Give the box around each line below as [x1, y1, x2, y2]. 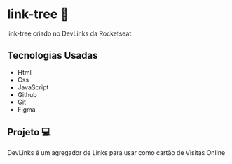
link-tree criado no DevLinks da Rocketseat [7, 29, 132, 38]
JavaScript [17, 83, 49, 91]
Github [17, 90, 37, 98]
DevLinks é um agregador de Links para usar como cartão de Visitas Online [7, 148, 226, 156]
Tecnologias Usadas [7, 50, 98, 61]
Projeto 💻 [7, 126, 51, 138]
